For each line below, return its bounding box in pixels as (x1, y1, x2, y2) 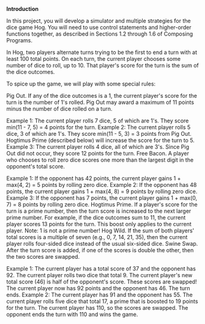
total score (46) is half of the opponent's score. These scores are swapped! (6, 278, 197, 285)
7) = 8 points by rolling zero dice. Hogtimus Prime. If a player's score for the (6, 201, 198, 208)
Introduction (6, 6, 39, 12)
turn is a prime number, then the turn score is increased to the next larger (6, 207, 192, 215)
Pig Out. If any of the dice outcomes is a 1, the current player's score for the (6, 92, 198, 99)
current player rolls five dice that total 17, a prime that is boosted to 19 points (6, 298, 198, 305)
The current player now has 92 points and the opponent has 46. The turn (6, 285, 191, 291)
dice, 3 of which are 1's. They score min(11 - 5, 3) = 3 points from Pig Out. (6, 130, 192, 137)
